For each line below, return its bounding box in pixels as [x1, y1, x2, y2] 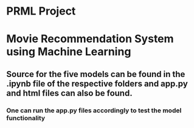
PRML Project [6, 4, 76, 18]
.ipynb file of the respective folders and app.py [6, 78, 189, 89]
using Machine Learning [6, 45, 131, 59]
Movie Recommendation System [6, 32, 175, 46]
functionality [6, 113, 46, 122]
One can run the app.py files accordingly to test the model [6, 106, 182, 115]
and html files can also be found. [6, 88, 133, 98]
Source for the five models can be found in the [6, 69, 185, 79]
